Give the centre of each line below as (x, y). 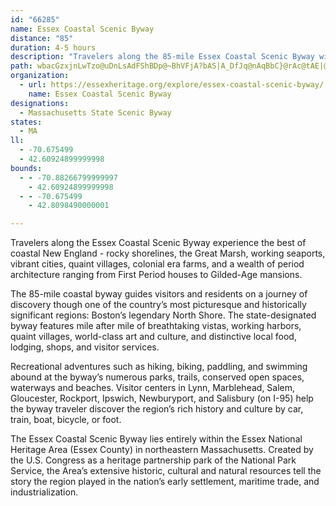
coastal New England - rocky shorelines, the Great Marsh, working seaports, (168, 253)
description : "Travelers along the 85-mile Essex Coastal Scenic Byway (162, 57)
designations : (40, 103)
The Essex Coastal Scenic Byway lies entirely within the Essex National (156, 439)
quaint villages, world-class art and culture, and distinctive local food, (153, 337)
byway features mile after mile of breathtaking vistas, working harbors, (156, 326)
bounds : (26, 168)
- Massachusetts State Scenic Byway (95, 112)
